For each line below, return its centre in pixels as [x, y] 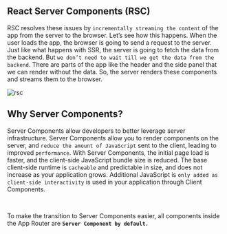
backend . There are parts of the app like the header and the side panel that [112, 64]
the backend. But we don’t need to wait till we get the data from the [111, 57]
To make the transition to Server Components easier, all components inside [113, 215]
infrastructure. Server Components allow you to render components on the [113, 138]
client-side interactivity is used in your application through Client [105, 182]
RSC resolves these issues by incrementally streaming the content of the [113, 28]
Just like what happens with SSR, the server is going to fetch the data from [113, 50]
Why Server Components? [65, 114]
